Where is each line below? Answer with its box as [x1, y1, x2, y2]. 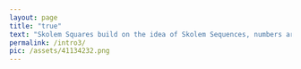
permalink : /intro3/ [9, 38, 87, 47]
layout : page [9, 13, 58, 22]
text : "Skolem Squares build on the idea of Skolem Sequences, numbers [9, 30, 282, 39]
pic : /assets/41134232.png [9, 47, 110, 56]
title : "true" [9, 22, 63, 30]
